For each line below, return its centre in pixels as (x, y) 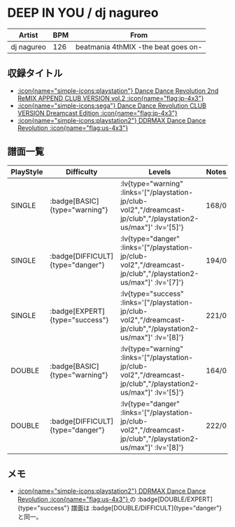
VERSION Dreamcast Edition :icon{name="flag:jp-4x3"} (97, 113)
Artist (28, 35)
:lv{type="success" (152, 294)
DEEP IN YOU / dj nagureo (83, 13)
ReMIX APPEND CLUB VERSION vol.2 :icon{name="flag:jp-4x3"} (111, 98)
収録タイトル (35, 74)
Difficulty (82, 171)
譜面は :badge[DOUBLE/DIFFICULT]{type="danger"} (147, 508)
